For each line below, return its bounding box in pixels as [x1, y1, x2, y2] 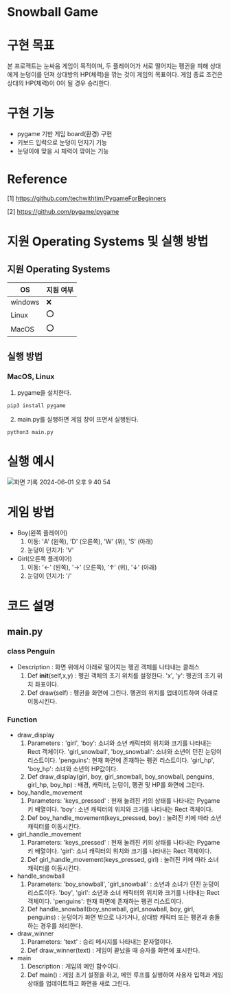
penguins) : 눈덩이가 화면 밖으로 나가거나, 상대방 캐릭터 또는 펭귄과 [27, 913, 208, 921]
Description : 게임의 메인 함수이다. [27, 962, 120, 970]
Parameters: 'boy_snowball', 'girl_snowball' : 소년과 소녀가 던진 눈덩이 [27, 880, 220, 888]
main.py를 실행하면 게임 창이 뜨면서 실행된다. [16, 415, 139, 423]
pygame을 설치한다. [16, 388, 71, 396]
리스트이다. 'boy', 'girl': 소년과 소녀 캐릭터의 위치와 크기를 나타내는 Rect [27, 888, 220, 896]
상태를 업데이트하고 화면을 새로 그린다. [27, 979, 130, 987]
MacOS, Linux [7, 372, 55, 382]
